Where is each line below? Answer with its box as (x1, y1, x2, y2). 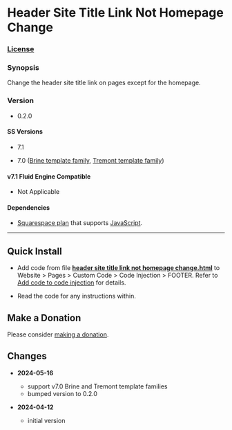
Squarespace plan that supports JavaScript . (17, 219, 143, 227)
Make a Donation (7, 312, 81, 323)
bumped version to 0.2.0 (27, 389, 98, 397)
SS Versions (7, 127, 43, 136)
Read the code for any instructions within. (17, 292, 136, 301)
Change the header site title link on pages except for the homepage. (7, 78, 202, 87)
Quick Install (7, 245, 62, 257)
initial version (27, 416, 66, 424)
